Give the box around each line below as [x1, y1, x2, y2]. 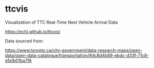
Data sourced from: [5, 38, 44, 44]
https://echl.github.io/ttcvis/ [5, 28, 61, 34]
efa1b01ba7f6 [5, 57, 32, 63]
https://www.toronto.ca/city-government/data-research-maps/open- [5, 47, 142, 53]
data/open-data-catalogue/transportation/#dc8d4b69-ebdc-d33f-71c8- [5, 52, 149, 58]
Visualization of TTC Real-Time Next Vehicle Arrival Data [5, 19, 118, 25]
